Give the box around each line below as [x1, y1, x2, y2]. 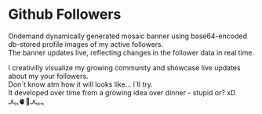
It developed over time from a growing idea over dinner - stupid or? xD [8, 87, 236, 97]
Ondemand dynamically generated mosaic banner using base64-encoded [8, 31, 247, 41]
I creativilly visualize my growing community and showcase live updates [8, 62, 241, 72]
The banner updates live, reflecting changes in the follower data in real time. [8, 48, 255, 57]
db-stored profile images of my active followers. [8, 39, 164, 48]
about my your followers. [8, 71, 89, 80]
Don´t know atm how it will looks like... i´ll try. [8, 80, 153, 89]
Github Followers [8, 5, 122, 23]
